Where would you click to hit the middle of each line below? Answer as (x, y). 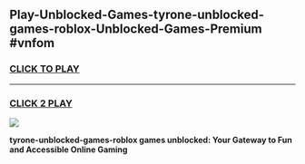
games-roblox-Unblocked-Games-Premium (136, 29)
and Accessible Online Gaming (69, 150)
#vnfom (32, 43)
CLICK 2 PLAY (41, 103)
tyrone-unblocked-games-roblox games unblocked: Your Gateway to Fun (151, 140)
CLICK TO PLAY (44, 69)
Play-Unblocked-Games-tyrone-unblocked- (137, 15)
